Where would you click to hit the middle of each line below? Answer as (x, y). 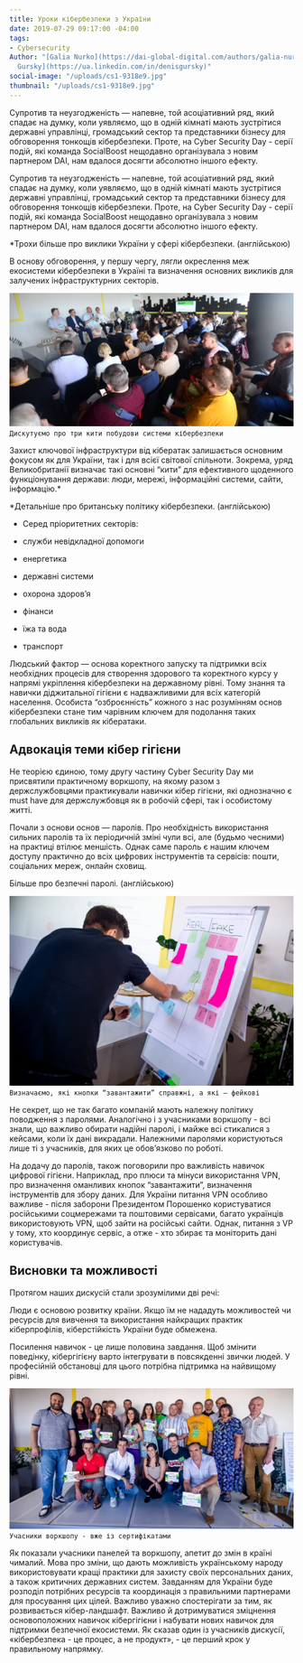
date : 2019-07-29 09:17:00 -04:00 (74, 28)
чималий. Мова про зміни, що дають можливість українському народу (147, 1563)
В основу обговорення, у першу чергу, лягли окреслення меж (129, 261)
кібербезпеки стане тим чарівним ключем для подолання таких (133, 712)
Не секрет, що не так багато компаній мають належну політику (132, 1109)
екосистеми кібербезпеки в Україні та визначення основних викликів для (151, 270)
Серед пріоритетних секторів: (80, 523)
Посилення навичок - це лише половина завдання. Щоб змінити (133, 1347)
